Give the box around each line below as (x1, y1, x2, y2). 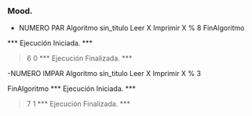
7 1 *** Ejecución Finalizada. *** (26, 100, 131, 109)
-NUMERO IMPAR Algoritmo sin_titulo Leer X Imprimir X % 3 (7, 69, 202, 78)
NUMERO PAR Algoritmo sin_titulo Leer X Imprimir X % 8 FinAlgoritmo (18, 24, 245, 33)
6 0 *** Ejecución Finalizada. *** (26, 53, 133, 63)
